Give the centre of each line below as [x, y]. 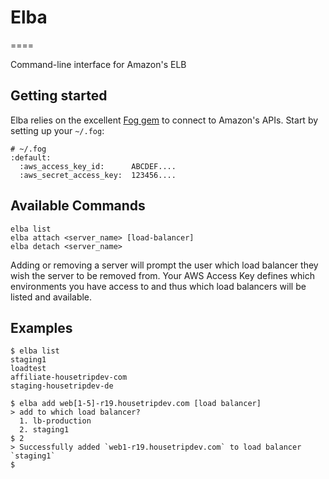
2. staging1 [44, 430]
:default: [31, 157]
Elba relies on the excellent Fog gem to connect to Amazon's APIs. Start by [164, 120]
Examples [41, 327]
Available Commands [78, 206]
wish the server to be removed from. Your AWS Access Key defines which [163, 275]
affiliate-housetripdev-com [69, 377]
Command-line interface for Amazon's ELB [98, 64]
